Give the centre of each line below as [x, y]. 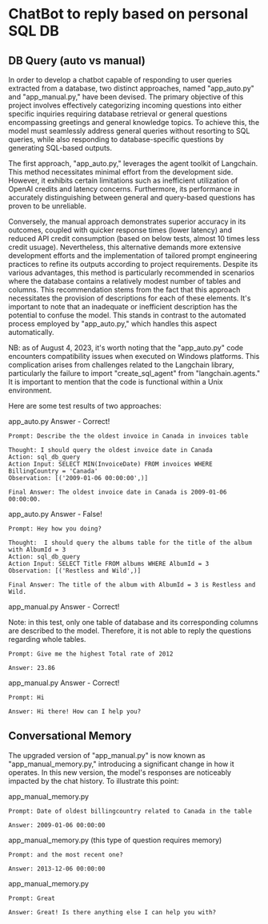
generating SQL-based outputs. [60, 148]
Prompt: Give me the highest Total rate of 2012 [91, 654]
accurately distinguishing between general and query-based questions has [132, 198]
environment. [30, 390]
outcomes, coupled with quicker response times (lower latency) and [120, 230]
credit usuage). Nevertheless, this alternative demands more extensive [125, 247]
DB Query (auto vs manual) [77, 61]
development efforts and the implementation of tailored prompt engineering [133, 256]
